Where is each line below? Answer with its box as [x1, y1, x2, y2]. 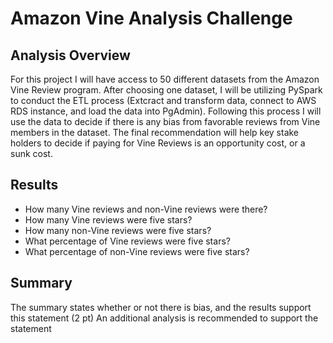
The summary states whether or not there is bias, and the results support [10, 301, 312, 313]
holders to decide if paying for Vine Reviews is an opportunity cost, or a [10, 137, 306, 149]
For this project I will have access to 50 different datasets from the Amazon [10, 73, 320, 85]
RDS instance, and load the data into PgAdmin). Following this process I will [10, 105, 322, 117]
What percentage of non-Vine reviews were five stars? [24, 245, 250, 257]
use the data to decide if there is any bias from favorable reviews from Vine [10, 116, 321, 127]
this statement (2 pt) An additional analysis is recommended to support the [10, 312, 319, 324]
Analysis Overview [10, 47, 131, 64]
